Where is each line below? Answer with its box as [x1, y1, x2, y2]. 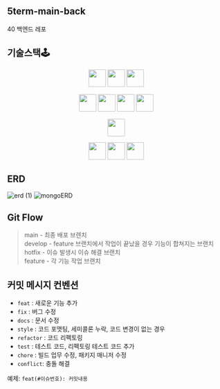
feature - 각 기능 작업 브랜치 [24, 257, 101, 266]
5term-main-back [7, 6, 86, 17]
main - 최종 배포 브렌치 [24, 231, 87, 239]
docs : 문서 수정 [17, 316, 59, 325]
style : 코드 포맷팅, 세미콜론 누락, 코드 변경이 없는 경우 [17, 325, 165, 334]
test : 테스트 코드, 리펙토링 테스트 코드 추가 [17, 343, 135, 351]
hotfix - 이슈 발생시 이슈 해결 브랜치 [24, 248, 121, 257]
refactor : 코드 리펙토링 [17, 334, 83, 342]
